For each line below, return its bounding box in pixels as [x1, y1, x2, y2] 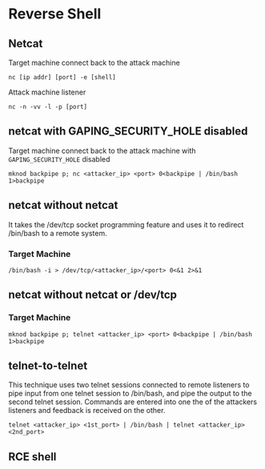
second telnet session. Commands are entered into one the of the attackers [8, 397, 258, 407]
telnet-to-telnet [8, 359, 88, 372]
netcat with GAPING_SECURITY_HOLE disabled [8, 125, 248, 138]
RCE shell [8, 450, 57, 463]
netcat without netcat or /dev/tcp [8, 288, 178, 302]
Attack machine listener [8, 87, 86, 97]
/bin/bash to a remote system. [8, 228, 108, 238]
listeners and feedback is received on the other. [8, 406, 166, 415]
